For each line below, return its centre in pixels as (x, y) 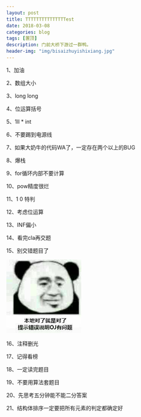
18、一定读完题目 (28, 369)
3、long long (22, 96)
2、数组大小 (21, 83)
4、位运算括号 (24, 109)
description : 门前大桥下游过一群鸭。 (49, 45)
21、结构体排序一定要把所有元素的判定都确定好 (65, 408)
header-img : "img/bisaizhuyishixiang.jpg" (61, 52)
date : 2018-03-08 (28, 25)
